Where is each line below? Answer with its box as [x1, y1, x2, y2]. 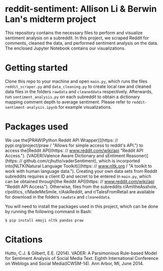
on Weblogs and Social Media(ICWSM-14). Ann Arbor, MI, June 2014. [5, 260, 144, 266]
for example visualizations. [58, 104, 112, 110]
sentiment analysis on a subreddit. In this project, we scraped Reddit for [5, 35, 149, 41]
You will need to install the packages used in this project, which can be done [5, 203, 159, 209]
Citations [5, 234, 43, 245]
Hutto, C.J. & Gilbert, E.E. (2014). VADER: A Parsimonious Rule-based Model [5, 250, 157, 256]
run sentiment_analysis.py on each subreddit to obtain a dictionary [5, 94, 140, 100]
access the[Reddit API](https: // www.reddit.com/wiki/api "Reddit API [5, 147, 144, 153]
